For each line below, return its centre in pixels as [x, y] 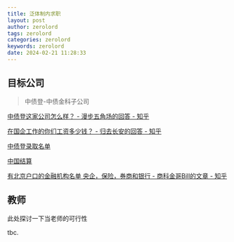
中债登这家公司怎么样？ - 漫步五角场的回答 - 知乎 [78, 116]
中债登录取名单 [29, 146]
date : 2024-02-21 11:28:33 [47, 53]
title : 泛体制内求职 [34, 14]
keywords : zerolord [36, 46]
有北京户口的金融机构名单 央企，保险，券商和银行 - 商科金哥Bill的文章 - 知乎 [117, 175]
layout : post [26, 20]
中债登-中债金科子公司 [57, 101]
